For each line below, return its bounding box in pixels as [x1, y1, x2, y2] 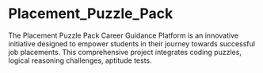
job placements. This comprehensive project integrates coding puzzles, [8, 47, 242, 57]
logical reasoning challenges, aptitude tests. [8, 56, 152, 65]
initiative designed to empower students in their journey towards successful [8, 38, 256, 48]
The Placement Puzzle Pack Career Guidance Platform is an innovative [8, 31, 239, 40]
